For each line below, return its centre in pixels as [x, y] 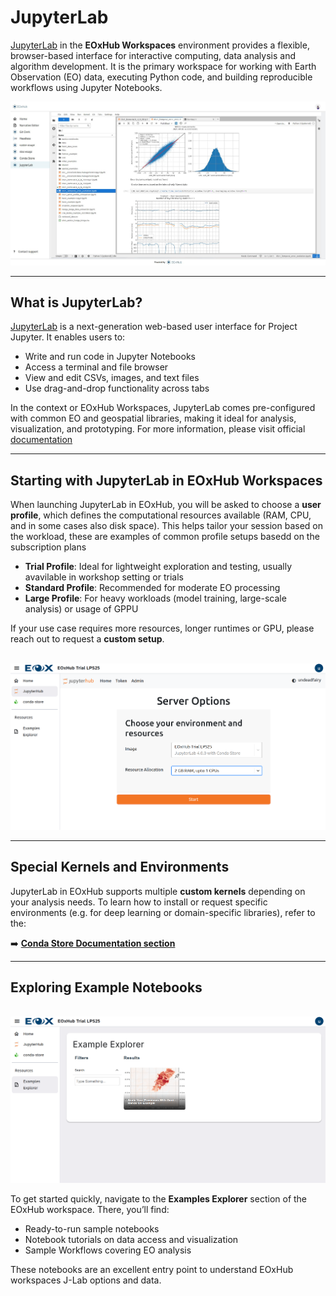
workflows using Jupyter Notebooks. [86, 87]
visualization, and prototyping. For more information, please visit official [158, 429]
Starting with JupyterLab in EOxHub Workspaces [166, 480]
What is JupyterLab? [76, 302]
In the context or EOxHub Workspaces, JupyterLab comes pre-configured [163, 408]
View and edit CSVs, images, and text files [112, 378]
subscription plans [48, 547]
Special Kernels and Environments [120, 867]
